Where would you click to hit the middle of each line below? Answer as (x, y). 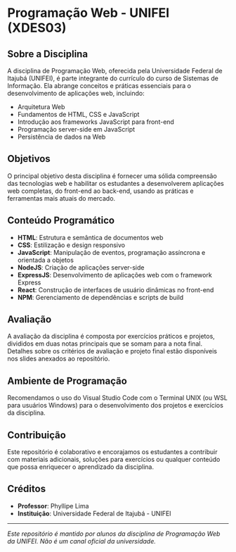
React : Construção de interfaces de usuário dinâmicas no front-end (116, 289)
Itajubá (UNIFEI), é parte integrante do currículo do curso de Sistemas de (113, 78)
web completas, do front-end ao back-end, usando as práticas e (101, 191)
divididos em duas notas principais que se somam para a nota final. (105, 344)
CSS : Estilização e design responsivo (71, 245)
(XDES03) (37, 28)
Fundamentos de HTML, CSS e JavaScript (78, 114)
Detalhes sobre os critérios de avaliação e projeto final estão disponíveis (112, 351)
